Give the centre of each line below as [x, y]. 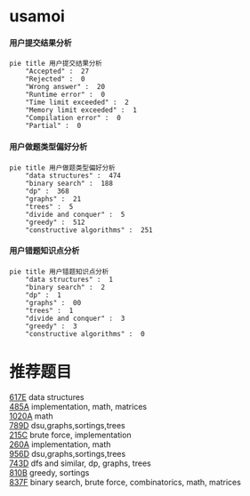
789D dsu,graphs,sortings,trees [68, 425]
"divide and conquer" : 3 [75, 318]
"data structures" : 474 [73, 175]
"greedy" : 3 [51, 326]
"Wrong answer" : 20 [65, 87]
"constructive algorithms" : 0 [85, 334]
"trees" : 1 [49, 310]
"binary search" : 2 [65, 287]
